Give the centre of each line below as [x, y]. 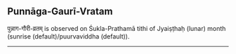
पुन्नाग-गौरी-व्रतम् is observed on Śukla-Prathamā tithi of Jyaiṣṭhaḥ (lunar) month [117, 28]
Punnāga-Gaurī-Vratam [60, 12]
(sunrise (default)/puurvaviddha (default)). [68, 36]
